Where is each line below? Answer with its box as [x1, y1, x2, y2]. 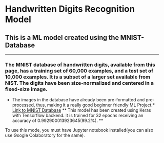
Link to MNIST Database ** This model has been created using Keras [12, 107, 151, 113]
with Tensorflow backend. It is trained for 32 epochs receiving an [12, 113, 143, 119]
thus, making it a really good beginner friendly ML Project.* [36, 102, 155, 108]
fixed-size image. [5, 86, 48, 93]
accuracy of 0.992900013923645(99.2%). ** [12, 118, 103, 123]
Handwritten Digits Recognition [5, 3, 135, 15]
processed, [12, 102, 35, 108]
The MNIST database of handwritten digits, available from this [5, 61, 155, 68]
